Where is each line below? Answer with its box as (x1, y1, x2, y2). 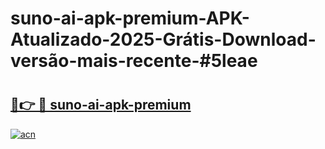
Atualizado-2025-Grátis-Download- (10, 28, 317, 51)
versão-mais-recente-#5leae (10, 50, 258, 72)
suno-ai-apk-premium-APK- (10, 7, 250, 30)
